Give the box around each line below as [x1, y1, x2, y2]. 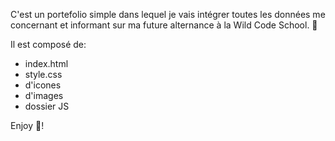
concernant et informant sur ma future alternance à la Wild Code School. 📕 [10, 19, 318, 31]
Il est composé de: [10, 39, 87, 50]
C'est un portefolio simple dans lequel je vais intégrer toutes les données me [10, 9, 326, 20]
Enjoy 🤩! [10, 120, 45, 131]
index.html [24, 58, 69, 69]
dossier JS [24, 100, 70, 112]
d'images [24, 90, 64, 101]
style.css [24, 69, 63, 80]
